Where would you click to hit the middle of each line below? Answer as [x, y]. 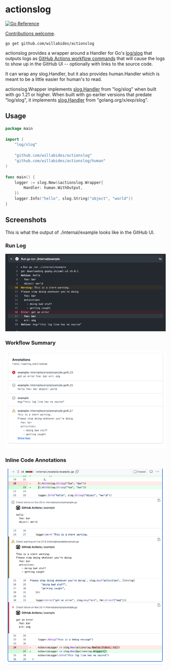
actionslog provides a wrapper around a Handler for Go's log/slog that [79, 53]
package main [19, 128]
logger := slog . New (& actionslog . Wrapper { [59, 183]
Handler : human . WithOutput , [53, 188]
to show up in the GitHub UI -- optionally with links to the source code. [79, 64]
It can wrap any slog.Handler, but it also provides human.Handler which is [82, 74]
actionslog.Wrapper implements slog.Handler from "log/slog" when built [81, 89]
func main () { [20, 177]
